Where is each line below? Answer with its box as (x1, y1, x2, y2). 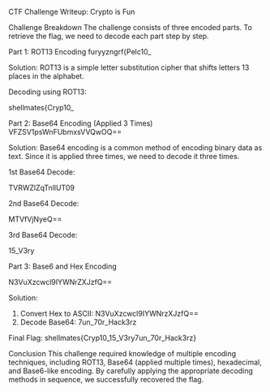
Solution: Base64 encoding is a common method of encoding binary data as (8, 143, 263, 153)
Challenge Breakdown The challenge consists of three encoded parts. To (8, 23, 253, 32)
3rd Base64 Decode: (8, 230, 78, 239)
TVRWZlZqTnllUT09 (8, 183, 75, 192)
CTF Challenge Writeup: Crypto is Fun (8, 7, 135, 16)
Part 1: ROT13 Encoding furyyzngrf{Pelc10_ (8, 47, 152, 56)
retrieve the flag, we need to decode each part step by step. (8, 32, 209, 41)
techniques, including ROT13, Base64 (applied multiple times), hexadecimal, (8, 357, 262, 367)
